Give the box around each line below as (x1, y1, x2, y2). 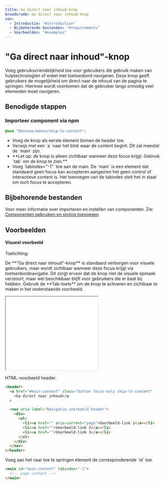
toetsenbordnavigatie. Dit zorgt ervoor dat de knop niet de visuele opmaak (5, 270, 156, 276)
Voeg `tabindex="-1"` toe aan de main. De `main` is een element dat (12, 163, 149, 170)
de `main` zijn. (12, 148, 41, 154)
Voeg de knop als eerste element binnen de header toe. (12, 137, 125, 143)
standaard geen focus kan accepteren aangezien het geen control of (12, 169, 151, 174)
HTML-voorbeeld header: (5, 374, 56, 381)
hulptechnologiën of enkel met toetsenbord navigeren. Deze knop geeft (5, 72, 150, 79)
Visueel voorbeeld (5, 239, 43, 246)
